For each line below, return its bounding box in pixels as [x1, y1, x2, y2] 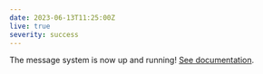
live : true [9, 22, 51, 31]
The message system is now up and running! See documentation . [9, 55, 255, 66]
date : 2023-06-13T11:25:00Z [9, 13, 116, 23]
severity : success [9, 30, 79, 39]
